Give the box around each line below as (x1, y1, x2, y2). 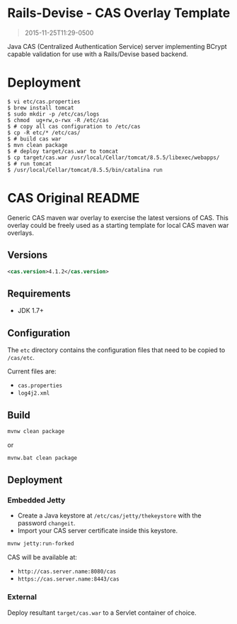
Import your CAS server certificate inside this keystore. (17, 527, 178, 535)
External (7, 592, 37, 602)
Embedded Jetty (7, 496, 66, 505)
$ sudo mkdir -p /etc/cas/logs (7, 110, 100, 118)
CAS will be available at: (7, 553, 78, 562)
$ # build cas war (7, 135, 62, 143)
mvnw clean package (7, 427, 65, 434)
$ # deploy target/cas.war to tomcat (7, 148, 119, 155)
